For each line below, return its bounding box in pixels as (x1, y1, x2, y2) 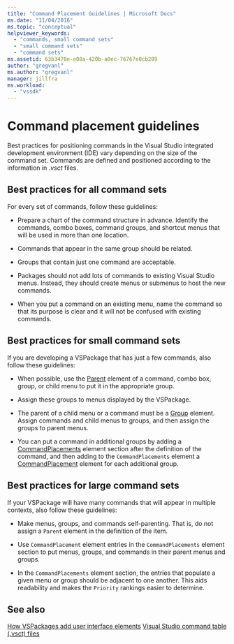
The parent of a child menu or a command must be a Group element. (17, 409, 215, 417)
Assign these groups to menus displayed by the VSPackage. (17, 395, 191, 404)
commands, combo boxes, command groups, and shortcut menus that (17, 223, 220, 231)
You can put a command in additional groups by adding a (17, 437, 182, 446)
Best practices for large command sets (7, 480, 180, 492)
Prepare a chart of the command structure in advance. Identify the (17, 216, 209, 224)
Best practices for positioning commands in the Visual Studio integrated (7, 141, 214, 150)
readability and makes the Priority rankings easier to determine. (17, 583, 205, 592)
